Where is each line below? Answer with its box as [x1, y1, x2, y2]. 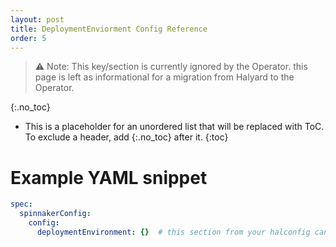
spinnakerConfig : [19, 209, 92, 219]
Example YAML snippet [10, 166, 208, 189]
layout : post [10, 14, 65, 25]
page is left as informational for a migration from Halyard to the [34, 71, 295, 83]
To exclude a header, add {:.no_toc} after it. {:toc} [24, 131, 229, 143]
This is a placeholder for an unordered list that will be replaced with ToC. [24, 121, 325, 133]
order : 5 [10, 33, 47, 43]
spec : [10, 199, 33, 210]
